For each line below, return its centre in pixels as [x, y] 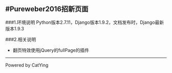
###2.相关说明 [21, 39]
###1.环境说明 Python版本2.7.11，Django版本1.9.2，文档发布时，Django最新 [85, 22]
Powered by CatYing [27, 65]
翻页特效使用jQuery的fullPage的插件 [51, 50]
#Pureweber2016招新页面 [47, 9]
